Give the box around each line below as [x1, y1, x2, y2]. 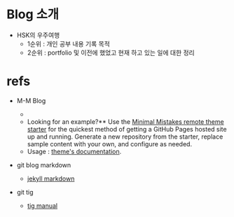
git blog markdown [16, 160, 71, 169]
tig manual [27, 201, 58, 210]
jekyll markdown [27, 174, 75, 183]
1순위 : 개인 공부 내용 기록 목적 [27, 39, 110, 48]
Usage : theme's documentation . [27, 147, 122, 155]
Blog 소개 [6, 6, 60, 22]
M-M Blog [16, 96, 46, 105]
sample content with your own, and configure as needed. [27, 139, 193, 148]
